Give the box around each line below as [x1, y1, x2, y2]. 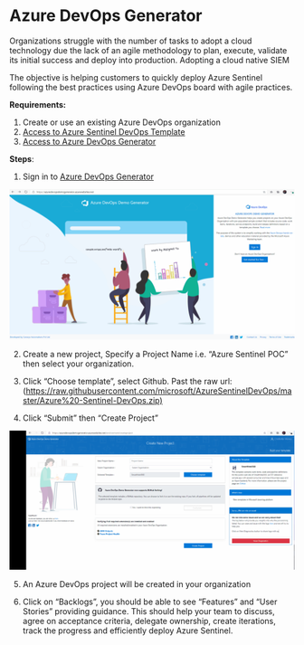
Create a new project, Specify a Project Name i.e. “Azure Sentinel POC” [22, 348, 289, 359]
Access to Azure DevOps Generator [22, 136, 157, 147]
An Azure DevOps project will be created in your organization [22, 579, 252, 590]
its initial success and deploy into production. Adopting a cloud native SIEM [9, 54, 290, 65]
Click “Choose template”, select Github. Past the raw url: [22, 375, 233, 386]
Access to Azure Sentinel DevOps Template [22, 126, 185, 137]
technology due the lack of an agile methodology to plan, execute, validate [9, 44, 288, 55]
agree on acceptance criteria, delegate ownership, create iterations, [22, 616, 276, 627]
